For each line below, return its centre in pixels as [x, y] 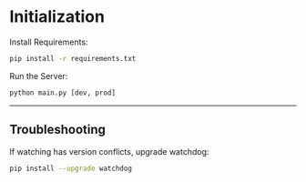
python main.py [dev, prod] [63, 93]
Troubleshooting [58, 130]
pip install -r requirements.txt [73, 58]
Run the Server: [39, 76]
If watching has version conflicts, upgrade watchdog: [109, 151]
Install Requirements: [49, 42]
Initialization [57, 17]
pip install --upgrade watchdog [71, 168]
